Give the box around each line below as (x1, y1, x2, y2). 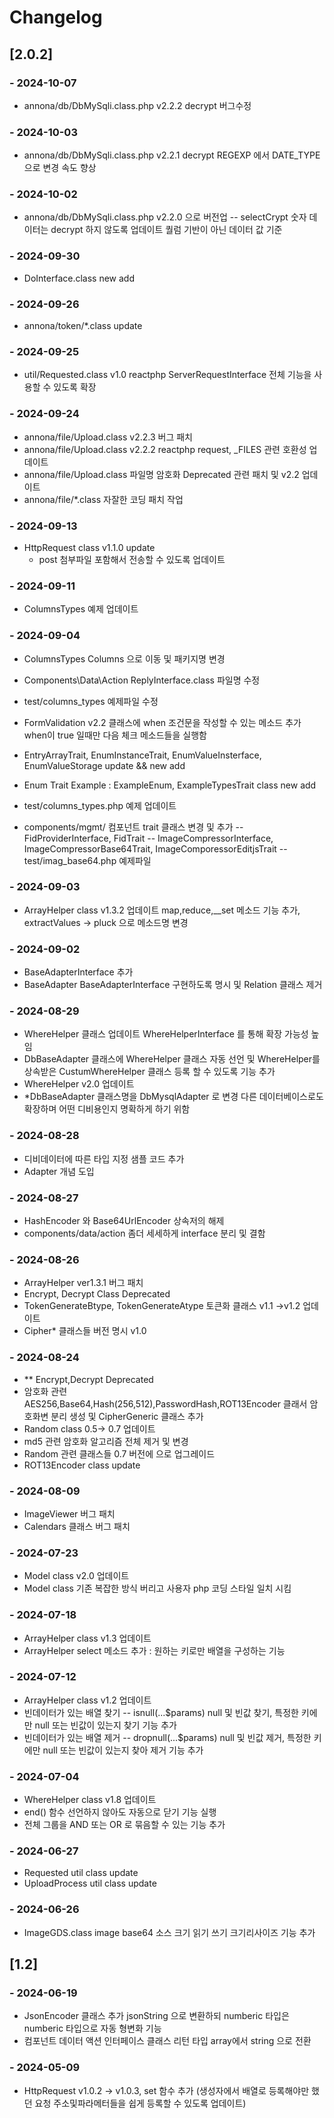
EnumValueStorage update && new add (23, 759, 186, 771)
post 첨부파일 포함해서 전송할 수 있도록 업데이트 (38, 553, 226, 565)
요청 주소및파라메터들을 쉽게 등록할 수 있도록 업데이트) (34, 2097, 247, 2109)
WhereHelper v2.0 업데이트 (23, 1078, 135, 1090)
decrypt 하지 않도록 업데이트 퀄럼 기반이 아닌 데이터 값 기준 (50, 224, 283, 236)
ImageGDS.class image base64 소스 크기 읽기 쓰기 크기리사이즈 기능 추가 (23, 1926, 316, 1938)
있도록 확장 (53, 381, 97, 393)
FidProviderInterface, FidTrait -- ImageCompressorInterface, (23, 832, 274, 844)
